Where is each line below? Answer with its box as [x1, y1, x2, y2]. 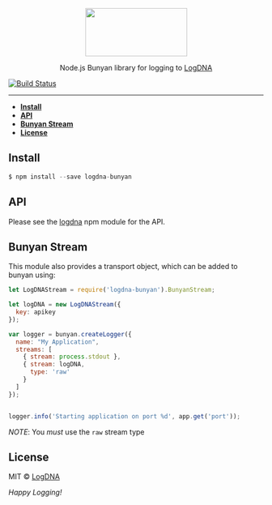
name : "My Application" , [15, 337, 100, 346]
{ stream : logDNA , [23, 361, 85, 369]
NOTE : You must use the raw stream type [8, 426, 145, 437]
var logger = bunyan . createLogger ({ [8, 330, 132, 338]
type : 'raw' [29, 368, 70, 376]
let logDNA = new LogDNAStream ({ [8, 301, 121, 309]
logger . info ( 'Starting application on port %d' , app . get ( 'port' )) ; [8, 412, 241, 421]
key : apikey [15, 308, 57, 316]
